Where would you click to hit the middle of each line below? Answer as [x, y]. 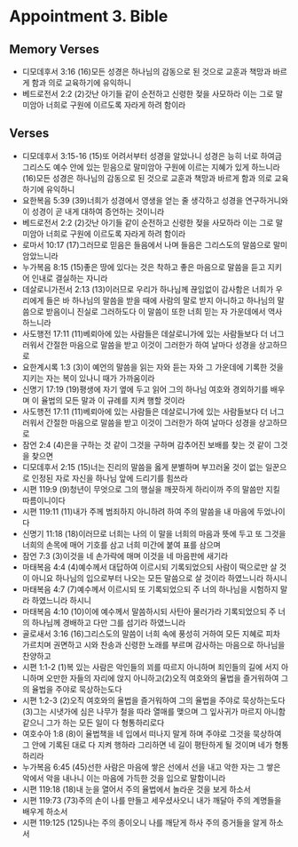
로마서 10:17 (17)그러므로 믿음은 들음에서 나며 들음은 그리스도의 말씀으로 [146, 244]
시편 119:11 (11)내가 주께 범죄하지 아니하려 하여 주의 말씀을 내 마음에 [138, 511]
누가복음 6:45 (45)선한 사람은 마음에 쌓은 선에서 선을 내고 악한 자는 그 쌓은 [151, 767]
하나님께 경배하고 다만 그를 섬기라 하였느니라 [109, 622]
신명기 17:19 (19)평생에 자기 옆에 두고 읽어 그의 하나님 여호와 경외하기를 [145, 389]
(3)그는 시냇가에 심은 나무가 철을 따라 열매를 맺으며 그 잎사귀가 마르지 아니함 [154, 711]
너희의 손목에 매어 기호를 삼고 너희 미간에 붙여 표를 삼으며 [122, 545]
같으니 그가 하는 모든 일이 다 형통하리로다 [93, 723]
